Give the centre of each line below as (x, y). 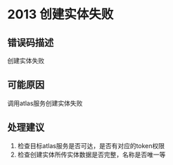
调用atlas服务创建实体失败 (45, 103)
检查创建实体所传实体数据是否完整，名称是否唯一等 (91, 154)
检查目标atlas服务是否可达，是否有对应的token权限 (91, 145)
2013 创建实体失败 (60, 14)
